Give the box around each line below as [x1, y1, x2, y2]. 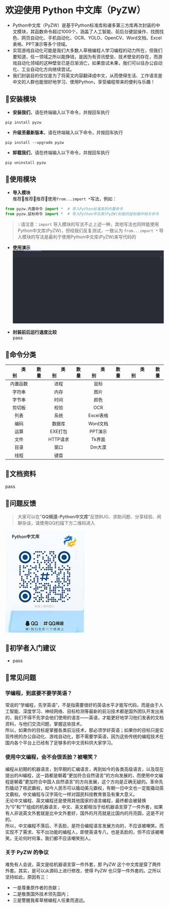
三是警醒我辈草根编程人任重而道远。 [12, 897, 88, 903]
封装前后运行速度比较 [12, 329, 57, 335]
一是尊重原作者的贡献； [12, 884, 61, 890]
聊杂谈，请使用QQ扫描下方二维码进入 [17, 520, 96, 526]
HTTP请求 [48, 436, 69, 443]
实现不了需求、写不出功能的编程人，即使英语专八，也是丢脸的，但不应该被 [5, 829, 159, 835]
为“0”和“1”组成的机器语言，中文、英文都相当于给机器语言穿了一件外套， [5, 803, 154, 810]
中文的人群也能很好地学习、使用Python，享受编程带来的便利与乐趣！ [12, 78, 155, 85]
